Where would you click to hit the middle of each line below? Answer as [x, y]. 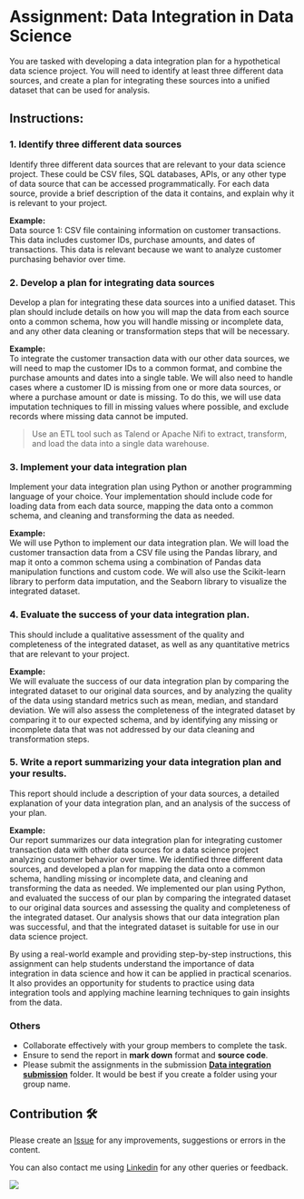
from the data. [36, 1002]
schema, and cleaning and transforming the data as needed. [122, 516]
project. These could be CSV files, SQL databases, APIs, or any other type [148, 173]
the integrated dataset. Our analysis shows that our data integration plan [144, 917]
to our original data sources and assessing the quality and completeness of [150, 907]
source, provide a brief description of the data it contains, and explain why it [152, 193]
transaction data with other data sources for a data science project [134, 850]
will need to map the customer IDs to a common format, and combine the [146, 368]
